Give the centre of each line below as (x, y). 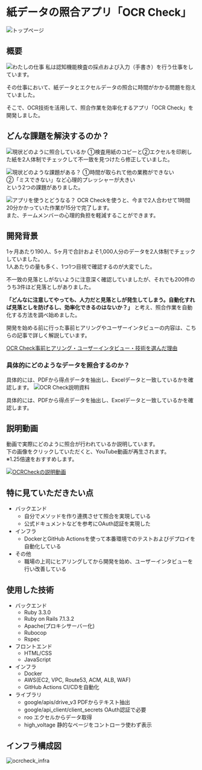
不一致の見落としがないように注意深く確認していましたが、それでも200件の (101, 280)
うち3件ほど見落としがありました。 (50, 287)
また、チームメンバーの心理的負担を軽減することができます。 (83, 215)
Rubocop (35, 633)
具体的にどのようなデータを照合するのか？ (68, 365)
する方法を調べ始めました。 (46, 315)
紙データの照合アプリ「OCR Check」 (99, 12)
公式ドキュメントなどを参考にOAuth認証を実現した (87, 524)
